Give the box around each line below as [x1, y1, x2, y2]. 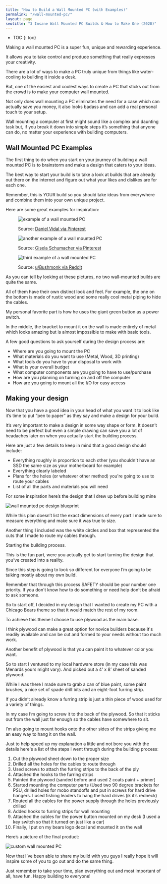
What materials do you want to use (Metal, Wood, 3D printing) [12, 354, 139, 359]
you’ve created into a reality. [5, 557, 64, 563]
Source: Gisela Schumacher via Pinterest [18, 245, 102, 251]
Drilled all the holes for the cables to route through [12, 761, 116, 766]
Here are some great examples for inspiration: [5, 207, 100, 213]
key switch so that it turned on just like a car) [12, 819, 105, 825]
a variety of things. [5, 701, 44, 707]
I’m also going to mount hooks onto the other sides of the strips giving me [5, 726, 157, 732]
